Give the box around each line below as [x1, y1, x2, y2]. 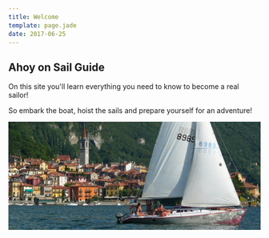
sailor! [8, 91, 29, 100]
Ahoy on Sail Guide [8, 60, 106, 74]
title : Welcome [8, 13, 59, 21]
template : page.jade [8, 21, 78, 30]
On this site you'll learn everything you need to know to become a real [8, 82, 239, 91]
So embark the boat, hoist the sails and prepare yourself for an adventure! [8, 106, 252, 115]
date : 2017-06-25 [8, 30, 66, 38]
